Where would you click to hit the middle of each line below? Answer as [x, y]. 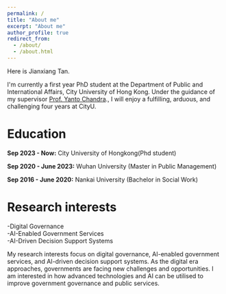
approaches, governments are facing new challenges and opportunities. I [110, 269]
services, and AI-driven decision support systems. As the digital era [103, 261]
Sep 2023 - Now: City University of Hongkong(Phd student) [92, 153]
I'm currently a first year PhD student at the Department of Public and [105, 84]
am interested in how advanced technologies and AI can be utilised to [105, 275]
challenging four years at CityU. [52, 106]
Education [37, 134]
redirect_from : [29, 39]
